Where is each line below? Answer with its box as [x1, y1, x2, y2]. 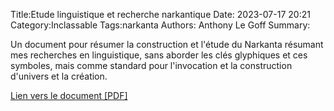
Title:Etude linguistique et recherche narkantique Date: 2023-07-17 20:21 [10, 9, 311, 20]
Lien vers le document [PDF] [10, 90, 128, 101]
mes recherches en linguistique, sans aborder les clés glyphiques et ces [10, 49, 308, 61]
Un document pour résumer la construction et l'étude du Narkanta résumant [10, 39, 324, 50]
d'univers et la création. [10, 70, 108, 82]
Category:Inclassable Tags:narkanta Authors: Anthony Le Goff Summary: [10, 19, 311, 31]
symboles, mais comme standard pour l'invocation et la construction [10, 60, 293, 71]
